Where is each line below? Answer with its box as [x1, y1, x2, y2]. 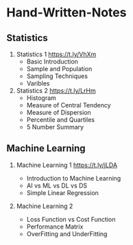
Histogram [26, 94, 56, 102]
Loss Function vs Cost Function [26, 215, 116, 223]
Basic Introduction [26, 57, 78, 66]
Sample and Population [26, 65, 93, 73]
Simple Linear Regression [26, 188, 99, 196]
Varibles [26, 79, 50, 87]
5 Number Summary [26, 123, 84, 131]
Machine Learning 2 [16, 202, 73, 210]
